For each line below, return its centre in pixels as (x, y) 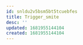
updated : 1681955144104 (35, 28)
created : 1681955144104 (35, 33)
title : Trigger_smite (33, 17)
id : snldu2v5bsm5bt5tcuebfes (42, 11)
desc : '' (17, 22)
